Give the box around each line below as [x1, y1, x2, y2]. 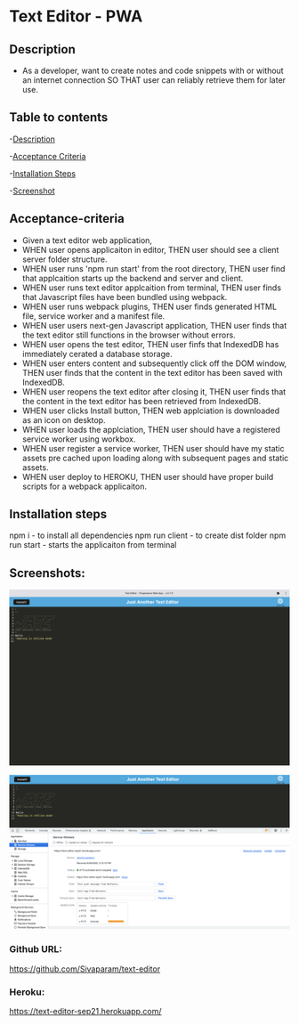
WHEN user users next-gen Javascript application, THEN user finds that [21, 320, 287, 330]
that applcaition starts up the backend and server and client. [21, 273, 244, 283]
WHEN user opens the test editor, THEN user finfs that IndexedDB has [21, 338, 279, 349]
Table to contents [9, 110, 109, 126]
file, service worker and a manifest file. [21, 310, 166, 321]
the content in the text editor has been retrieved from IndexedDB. [21, 395, 262, 406]
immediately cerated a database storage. [21, 348, 173, 359]
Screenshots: [9, 565, 86, 581]
